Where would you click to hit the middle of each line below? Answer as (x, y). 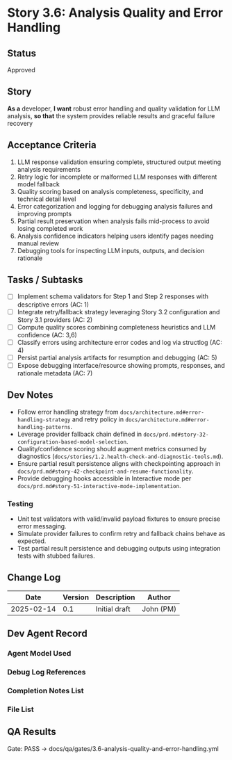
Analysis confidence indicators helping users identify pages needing (115, 236)
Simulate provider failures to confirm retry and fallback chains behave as (121, 533)
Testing (20, 503)
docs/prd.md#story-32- (176, 435)
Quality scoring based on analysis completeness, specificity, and (110, 191)
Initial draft (113, 608)
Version (75, 597)
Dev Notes (30, 395)
